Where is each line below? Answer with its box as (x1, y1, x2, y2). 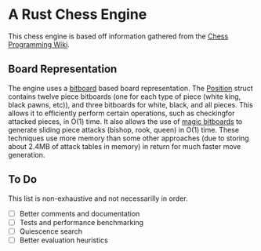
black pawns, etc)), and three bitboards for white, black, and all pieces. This (8, 100, 253, 109)
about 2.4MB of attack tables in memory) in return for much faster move (8, 141, 241, 151)
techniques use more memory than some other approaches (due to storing (8, 133, 249, 143)
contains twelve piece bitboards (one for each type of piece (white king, (8, 92, 241, 101)
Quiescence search (19, 226, 83, 236)
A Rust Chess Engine (8, 5, 147, 24)
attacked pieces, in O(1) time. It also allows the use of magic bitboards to (8, 116, 243, 126)
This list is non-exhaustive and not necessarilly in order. (8, 194, 188, 203)
